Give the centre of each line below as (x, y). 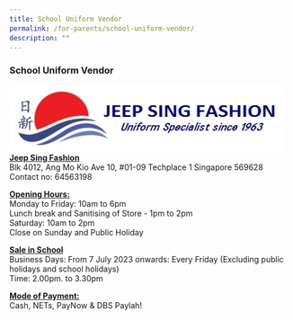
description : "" (40, 38)
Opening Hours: (40, 194)
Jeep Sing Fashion (44, 157)
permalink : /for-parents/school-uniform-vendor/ (102, 28)
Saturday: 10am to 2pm (52, 222)
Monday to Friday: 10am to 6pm (68, 203)
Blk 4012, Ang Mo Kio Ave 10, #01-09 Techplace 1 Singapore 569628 (136, 167)
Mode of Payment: (44, 296)
